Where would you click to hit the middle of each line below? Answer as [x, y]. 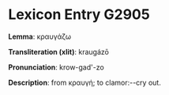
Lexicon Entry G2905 [79, 15]
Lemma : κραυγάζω [39, 36]
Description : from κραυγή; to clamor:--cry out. [85, 82]
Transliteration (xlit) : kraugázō [58, 51]
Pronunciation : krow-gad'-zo [56, 67]
